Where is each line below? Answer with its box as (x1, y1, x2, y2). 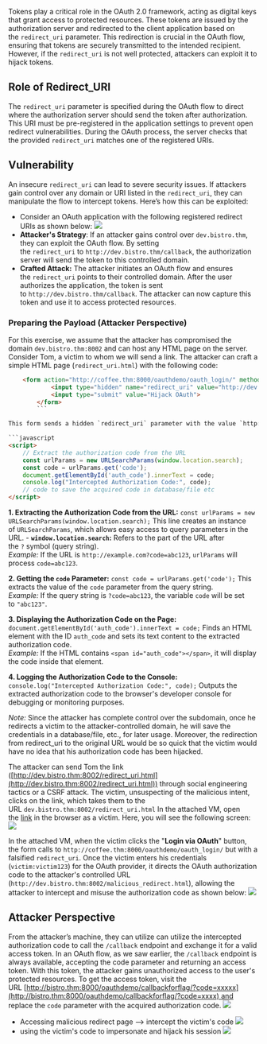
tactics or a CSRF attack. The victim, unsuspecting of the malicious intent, (8, 787, 250, 798)
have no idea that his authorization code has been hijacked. (8, 747, 203, 756)
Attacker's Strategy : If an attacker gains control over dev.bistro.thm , (19, 230, 248, 239)
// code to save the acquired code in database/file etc (22, 486, 215, 494)
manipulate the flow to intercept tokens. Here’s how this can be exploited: (8, 196, 249, 206)
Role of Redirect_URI (8, 80, 111, 94)
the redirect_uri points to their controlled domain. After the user (19, 272, 233, 281)
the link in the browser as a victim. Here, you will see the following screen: (8, 813, 251, 822)
